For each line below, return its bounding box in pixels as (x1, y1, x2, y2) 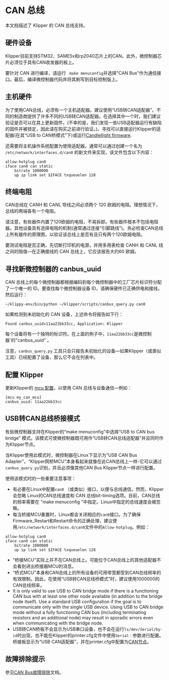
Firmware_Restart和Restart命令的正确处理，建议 (12, 517, 113, 523)
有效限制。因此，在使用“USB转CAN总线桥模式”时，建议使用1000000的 (12, 575, 160, 581)
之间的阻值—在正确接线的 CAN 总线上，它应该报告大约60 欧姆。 (5, 249, 139, 255)
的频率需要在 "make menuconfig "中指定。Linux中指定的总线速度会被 (12, 499, 156, 505)
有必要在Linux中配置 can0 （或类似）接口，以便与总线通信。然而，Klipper (12, 486, 164, 492)
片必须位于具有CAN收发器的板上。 (5, 59, 77, 65)
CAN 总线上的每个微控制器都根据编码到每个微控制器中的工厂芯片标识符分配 (5, 279, 162, 285)
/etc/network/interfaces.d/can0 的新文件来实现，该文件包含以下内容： (5, 149, 154, 155)
